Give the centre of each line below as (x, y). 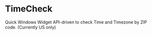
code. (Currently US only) (30, 27)
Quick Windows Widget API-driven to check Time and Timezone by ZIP (76, 22)
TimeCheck (29, 9)
